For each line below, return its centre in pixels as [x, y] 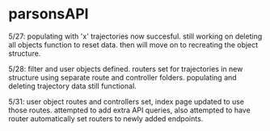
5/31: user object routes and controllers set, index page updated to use [127, 101]
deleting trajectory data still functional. [73, 86]
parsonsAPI [49, 14]
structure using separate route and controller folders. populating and [122, 77]
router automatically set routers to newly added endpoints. [106, 118]
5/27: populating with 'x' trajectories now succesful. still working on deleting [135, 36]
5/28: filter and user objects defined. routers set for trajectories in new [126, 68]
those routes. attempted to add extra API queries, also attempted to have [129, 110]
